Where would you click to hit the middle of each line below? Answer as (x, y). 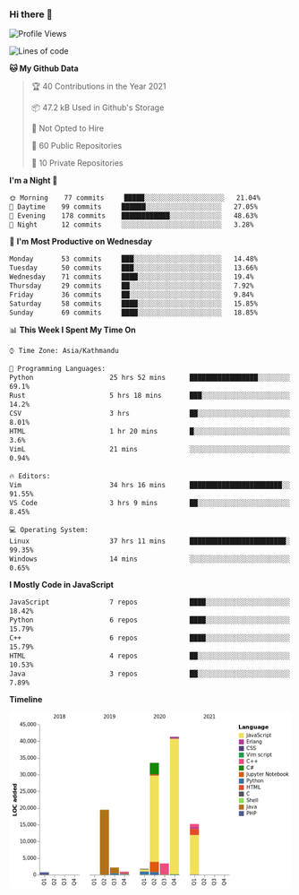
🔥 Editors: (30, 477)
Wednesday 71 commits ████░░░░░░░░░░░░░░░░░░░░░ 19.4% (132, 277)
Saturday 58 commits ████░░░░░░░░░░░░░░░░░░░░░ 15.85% (133, 304)
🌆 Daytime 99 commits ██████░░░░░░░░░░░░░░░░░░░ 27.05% (133, 207)
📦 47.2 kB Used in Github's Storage (98, 108)
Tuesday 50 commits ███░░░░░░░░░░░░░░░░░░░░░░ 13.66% (133, 268)
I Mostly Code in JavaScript (62, 585)
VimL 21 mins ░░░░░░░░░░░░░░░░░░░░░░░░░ (150, 450)
